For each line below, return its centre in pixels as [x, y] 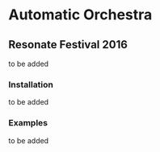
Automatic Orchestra [80, 15]
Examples [28, 123]
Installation [31, 84]
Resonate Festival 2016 [68, 45]
